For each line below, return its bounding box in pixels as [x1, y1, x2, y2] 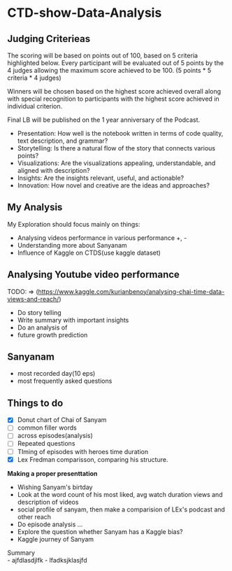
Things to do [7, 397, 64, 409]
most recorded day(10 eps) [17, 369, 96, 378]
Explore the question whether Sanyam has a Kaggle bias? [17, 527, 183, 536]
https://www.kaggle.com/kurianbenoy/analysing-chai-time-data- [38, 287, 225, 295]
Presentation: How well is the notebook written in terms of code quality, [17, 129, 224, 137]
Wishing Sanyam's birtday [17, 483, 93, 491]
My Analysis [7, 202, 63, 213]
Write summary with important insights [17, 316, 129, 324]
